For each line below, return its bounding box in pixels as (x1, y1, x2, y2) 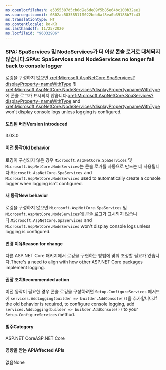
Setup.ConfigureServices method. (5, 312, 75, 318)
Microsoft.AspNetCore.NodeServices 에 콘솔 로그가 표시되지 (5, 211, 124, 217)
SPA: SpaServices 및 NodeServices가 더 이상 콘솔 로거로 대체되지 (5, 48, 160, 55)
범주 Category (5, 323, 34, 330)
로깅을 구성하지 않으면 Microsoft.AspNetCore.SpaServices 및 (5, 204, 127, 210)
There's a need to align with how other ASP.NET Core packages (10, 259, 143, 265)
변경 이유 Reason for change (5, 240, 63, 247)
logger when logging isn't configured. (5, 180, 84, 186)
